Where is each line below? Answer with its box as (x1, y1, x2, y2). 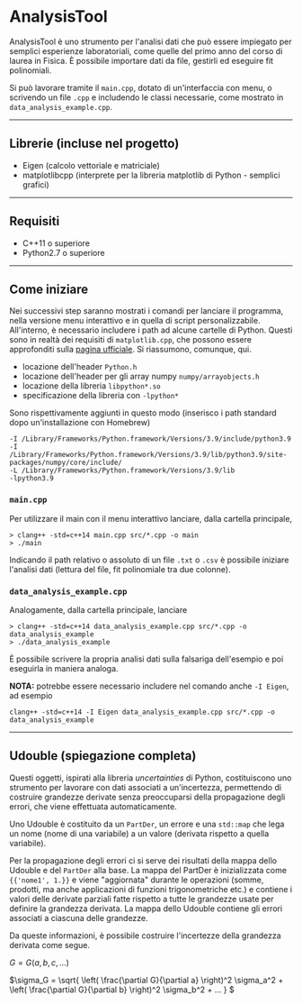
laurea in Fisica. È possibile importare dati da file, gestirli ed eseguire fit (9, 55, 274, 66)
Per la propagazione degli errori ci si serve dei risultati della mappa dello (9, 854, 277, 866)
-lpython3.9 (9, 474, 54, 483)
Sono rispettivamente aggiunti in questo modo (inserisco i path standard (9, 407, 277, 418)
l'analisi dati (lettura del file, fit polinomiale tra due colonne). (9, 563, 231, 574)
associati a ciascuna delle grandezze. (9, 912, 148, 923)
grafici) (22, 178, 49, 190)
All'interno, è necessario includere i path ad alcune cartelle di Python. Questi (9, 324, 293, 335)
